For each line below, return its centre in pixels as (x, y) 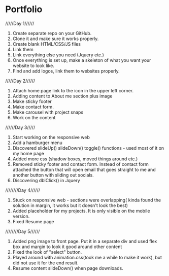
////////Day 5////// (23, 231)
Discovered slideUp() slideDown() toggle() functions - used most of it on (88, 148)
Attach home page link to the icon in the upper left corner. (73, 90)
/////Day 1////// (20, 23)
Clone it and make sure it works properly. (56, 39)
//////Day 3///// (20, 127)
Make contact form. (33, 107)
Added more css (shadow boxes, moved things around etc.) (75, 159)
